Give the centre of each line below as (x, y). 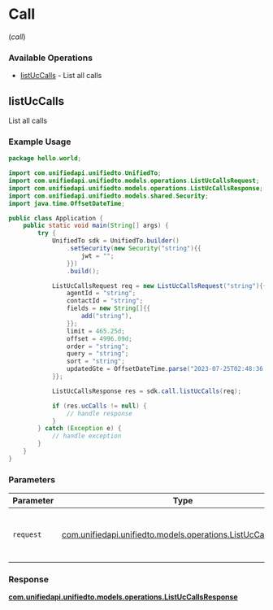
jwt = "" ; (97, 256)
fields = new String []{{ (108, 309)
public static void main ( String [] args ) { (96, 226)
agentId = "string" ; (101, 294)
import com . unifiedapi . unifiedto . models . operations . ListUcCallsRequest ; (134, 181)
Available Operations (51, 58)
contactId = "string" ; (105, 301)
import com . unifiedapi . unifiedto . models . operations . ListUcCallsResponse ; (136, 188)
